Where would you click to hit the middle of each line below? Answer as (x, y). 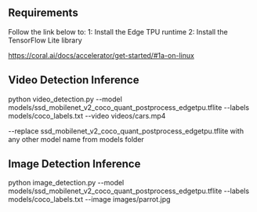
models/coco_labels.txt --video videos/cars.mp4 (87, 115)
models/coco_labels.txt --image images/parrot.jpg (89, 199)
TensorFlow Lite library (45, 40)
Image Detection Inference (74, 164)
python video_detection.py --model (65, 99)
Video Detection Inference (74, 80)
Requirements (43, 13)
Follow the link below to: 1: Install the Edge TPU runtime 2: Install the (118, 31)
